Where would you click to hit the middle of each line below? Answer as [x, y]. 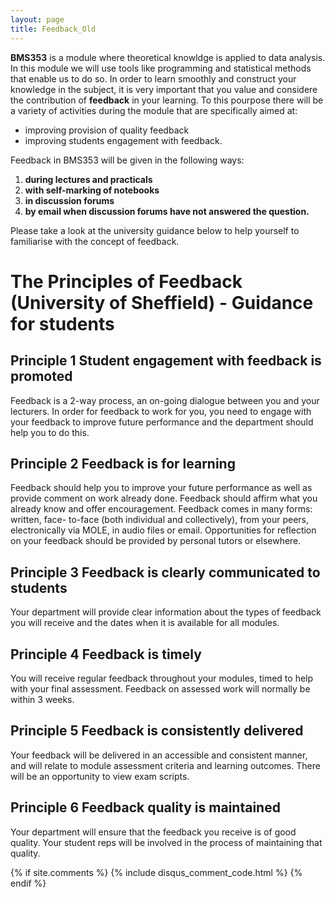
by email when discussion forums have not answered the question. [167, 211]
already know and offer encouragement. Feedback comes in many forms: [161, 509]
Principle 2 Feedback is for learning [123, 463]
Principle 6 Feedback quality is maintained [145, 807]
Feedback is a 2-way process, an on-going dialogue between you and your [165, 400]
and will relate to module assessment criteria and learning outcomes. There [165, 765]
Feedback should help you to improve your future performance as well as [161, 488]
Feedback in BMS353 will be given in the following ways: [127, 160]
